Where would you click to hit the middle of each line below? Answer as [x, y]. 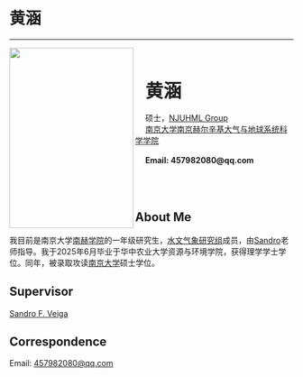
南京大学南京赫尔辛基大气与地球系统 [212, 129]
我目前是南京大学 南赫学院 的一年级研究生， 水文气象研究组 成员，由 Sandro [145, 240]
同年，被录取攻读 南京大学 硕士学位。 [92, 262]
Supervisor [41, 292]
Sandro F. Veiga [39, 313]
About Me [163, 217]
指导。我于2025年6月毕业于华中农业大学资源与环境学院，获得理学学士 [147, 251]
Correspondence [58, 341]
